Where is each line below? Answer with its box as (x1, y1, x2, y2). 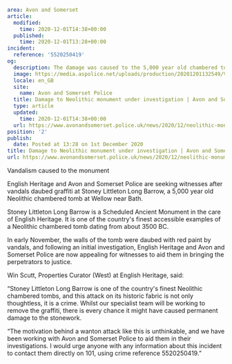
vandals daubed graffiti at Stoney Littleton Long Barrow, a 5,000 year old (7, 187, 214, 195)
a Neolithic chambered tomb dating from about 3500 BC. (7, 223, 169, 230)
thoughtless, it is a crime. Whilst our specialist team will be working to (7, 299, 206, 307)
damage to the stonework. (7, 314, 82, 322)
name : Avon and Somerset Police (19, 90, 113, 97)
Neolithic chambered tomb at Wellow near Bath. (7, 194, 144, 203)
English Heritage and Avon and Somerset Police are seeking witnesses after (7, 180, 223, 188)
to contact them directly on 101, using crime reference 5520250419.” (7, 349, 202, 357)
